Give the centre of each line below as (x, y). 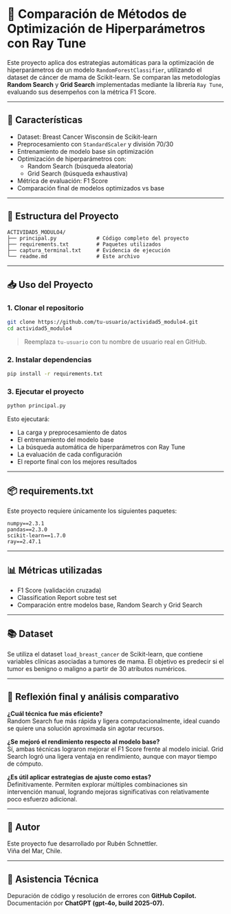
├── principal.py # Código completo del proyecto (98, 238)
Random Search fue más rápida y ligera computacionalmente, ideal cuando (113, 721)
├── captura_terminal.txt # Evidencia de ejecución (89, 250)
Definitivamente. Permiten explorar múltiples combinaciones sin (97, 784)
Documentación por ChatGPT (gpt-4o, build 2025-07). (86, 903)
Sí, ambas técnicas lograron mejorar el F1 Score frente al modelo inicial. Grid (115, 749)
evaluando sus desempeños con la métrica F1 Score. (82, 92)
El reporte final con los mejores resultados (77, 462)
